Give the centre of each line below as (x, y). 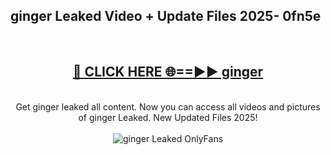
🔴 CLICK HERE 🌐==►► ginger (168, 72)
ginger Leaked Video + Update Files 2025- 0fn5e (166, 16)
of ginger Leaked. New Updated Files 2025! (168, 117)
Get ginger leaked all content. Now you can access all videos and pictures (168, 106)
